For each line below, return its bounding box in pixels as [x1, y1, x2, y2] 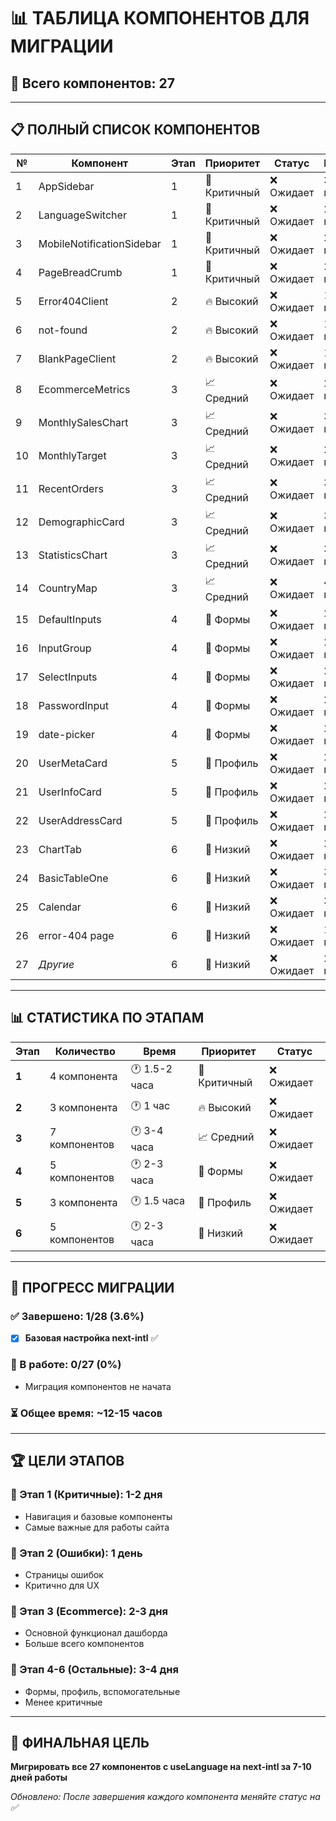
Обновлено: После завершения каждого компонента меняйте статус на [10, 1791, 321, 1803]
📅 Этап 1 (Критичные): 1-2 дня [10, 1488, 163, 1502]
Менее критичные [24, 1696, 103, 1708]
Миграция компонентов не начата [24, 1380, 172, 1392]
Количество [54, 1044, 116, 1058]
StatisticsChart [38, 548, 108, 562]
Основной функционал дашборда [24, 1627, 168, 1639]
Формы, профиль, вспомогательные [24, 1685, 181, 1697]
